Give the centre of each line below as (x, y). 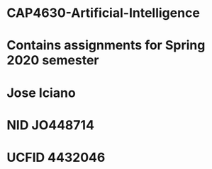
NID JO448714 (51, 125)
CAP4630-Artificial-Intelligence (103, 13)
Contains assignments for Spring (106, 46)
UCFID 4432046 (56, 157)
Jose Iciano (41, 93)
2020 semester (53, 60)
